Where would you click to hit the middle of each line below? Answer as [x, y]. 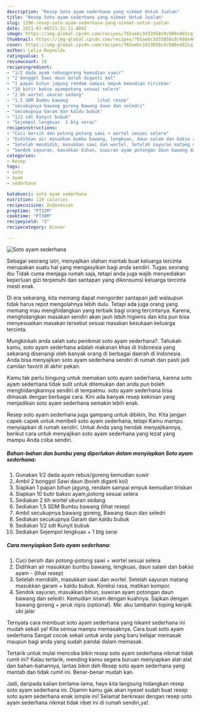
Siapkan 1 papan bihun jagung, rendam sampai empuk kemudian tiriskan [104, 487]
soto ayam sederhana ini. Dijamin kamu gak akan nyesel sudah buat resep [97, 690]
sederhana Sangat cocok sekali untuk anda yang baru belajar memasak [94, 635]
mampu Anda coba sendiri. [40, 440]
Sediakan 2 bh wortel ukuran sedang [60, 500]
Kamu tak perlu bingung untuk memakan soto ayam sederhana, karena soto [99, 377]
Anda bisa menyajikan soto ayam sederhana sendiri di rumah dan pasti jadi [98, 360]
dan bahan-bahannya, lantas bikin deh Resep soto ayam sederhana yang [96, 666]
